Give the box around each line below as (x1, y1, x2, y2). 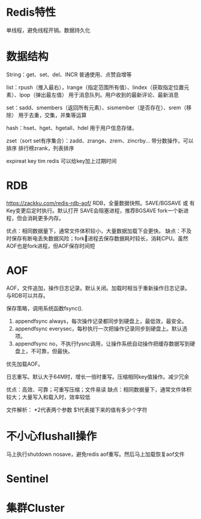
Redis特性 (6, 5, 56, 19)
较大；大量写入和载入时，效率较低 (6, 393, 91, 401)
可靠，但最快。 (35, 347, 73, 355)
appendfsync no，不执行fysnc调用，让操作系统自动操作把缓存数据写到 (14, 340, 190, 347)
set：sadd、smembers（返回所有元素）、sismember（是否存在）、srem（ (6, 103, 187, 111)
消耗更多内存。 (26, 214, 64, 221)
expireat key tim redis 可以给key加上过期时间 (6, 157, 117, 164)
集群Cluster (6, 502, 65, 515)
